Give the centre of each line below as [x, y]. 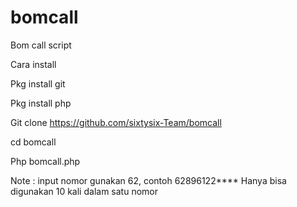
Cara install [33, 64]
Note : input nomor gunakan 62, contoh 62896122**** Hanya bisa [148, 180]
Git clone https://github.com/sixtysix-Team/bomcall [116, 122]
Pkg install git [38, 83]
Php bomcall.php [45, 161]
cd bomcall [33, 142]
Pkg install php [41, 103]
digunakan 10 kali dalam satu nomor [84, 191]
